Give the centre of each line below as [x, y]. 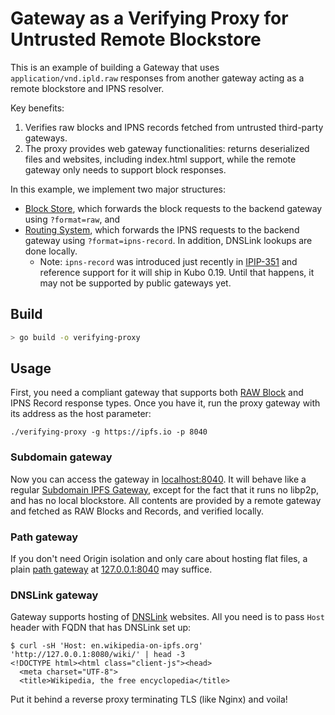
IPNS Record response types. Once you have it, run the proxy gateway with [165, 403]
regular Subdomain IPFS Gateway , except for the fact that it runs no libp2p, [165, 489]
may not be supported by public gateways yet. [135, 283]
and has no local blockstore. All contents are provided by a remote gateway [166, 500]
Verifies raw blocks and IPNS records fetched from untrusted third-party [174, 127]
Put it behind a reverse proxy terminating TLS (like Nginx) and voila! [149, 699]
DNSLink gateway [54, 595]
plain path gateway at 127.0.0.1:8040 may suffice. [111, 569]
